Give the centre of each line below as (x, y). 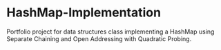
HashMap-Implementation (84, 13)
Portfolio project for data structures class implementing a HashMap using (110, 32)
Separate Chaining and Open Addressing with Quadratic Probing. (99, 38)
